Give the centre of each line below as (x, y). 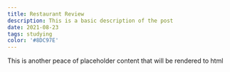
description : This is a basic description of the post (90, 21)
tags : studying (30, 34)
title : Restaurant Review (46, 14)
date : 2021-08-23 (33, 27)
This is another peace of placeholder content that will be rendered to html (115, 61)
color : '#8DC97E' (33, 41)
